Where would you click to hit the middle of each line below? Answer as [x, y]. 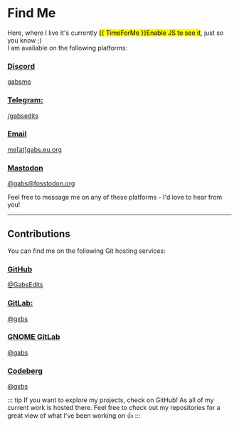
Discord [21, 66]
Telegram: [26, 100]
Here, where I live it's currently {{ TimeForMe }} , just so [116, 33]
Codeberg [25, 371]
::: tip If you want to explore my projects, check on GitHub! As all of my [111, 400]
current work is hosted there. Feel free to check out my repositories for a [114, 408]
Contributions [39, 233]
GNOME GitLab [34, 337]
